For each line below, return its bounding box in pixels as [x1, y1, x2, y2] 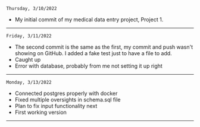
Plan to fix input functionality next [14, 103, 98, 109]
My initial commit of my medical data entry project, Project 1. [14, 16, 164, 23]
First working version [14, 109, 67, 116]
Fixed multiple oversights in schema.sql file [14, 96, 121, 103]
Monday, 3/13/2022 [6, 80, 52, 85]
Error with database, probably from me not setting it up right [14, 62, 162, 69]
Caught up [14, 56, 41, 63]
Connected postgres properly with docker [14, 90, 118, 97]
